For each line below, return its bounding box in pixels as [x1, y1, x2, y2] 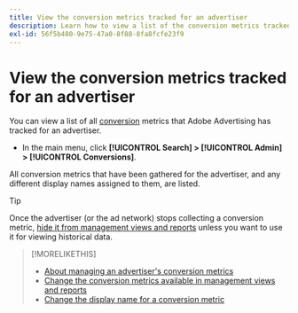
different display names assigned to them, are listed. [9, 178, 201, 189]
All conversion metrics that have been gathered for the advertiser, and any [9, 169, 281, 180]
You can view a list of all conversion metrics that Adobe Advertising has [9, 116, 271, 127]
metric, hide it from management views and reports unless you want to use [9, 223, 283, 233]
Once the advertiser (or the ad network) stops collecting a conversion [9, 213, 264, 223]
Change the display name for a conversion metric [43, 294, 224, 305]
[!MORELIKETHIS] [30, 249, 97, 260]
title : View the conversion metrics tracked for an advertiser [9, 12, 248, 22]
